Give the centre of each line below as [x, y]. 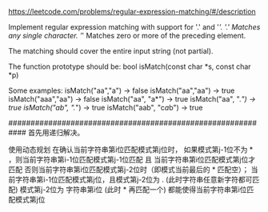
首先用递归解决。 [56, 132]
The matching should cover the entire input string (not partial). [111, 51]
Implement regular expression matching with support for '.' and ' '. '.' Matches [134, 27]
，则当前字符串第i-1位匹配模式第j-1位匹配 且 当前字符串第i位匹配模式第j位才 [132, 160]
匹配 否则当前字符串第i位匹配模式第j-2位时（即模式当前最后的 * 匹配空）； [129, 170]
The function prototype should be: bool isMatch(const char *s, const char [130, 66]
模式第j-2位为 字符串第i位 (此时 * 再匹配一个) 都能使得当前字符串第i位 [133, 190]
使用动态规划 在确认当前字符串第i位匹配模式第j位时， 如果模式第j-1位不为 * [131, 150]
